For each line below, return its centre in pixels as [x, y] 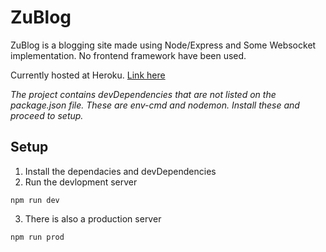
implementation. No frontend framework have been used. [128, 55]
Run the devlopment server [81, 182]
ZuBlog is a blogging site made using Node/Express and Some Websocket [163, 45]
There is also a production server [93, 218]
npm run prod [37, 237]
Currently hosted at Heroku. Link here [88, 75]
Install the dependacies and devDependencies [120, 171]
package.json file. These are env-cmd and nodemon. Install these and [155, 105]
